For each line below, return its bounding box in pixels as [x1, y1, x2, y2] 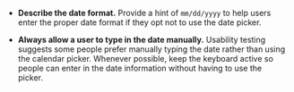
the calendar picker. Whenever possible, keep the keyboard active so [17, 54, 273, 63]
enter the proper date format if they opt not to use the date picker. [17, 17, 262, 28]
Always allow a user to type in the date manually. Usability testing [17, 35, 266, 45]
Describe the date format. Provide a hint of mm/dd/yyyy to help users [17, 8, 272, 18]
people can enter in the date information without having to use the [17, 63, 263, 73]
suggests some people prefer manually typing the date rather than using [17, 44, 286, 54]
